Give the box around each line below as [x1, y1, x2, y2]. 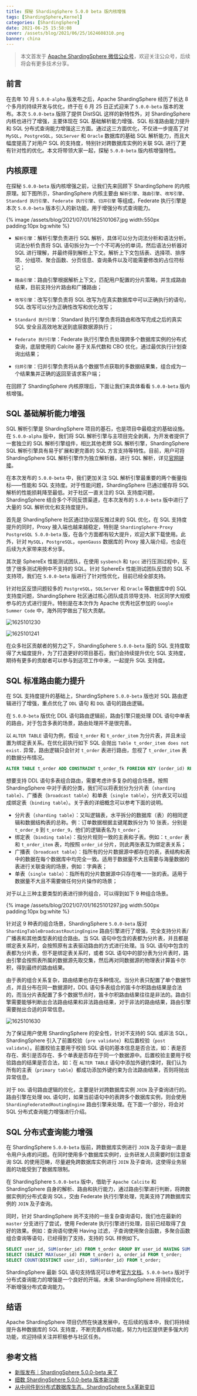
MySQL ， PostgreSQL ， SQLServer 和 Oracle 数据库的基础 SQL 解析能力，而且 [6, 132, 185, 139]
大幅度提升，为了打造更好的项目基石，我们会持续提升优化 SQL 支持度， [16, 649, 189, 657]
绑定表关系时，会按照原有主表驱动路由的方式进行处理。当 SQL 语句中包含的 [6, 942, 189, 949]
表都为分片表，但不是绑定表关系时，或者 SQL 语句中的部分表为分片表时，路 [6, 950, 189, 957]
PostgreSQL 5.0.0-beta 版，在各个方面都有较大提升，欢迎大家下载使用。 [6, 531, 181, 538]
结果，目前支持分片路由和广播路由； [14, 283, 103, 290]
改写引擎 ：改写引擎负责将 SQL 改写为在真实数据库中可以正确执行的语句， [14, 296, 189, 303]
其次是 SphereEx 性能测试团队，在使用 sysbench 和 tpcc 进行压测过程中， [6, 558, 183, 565]
